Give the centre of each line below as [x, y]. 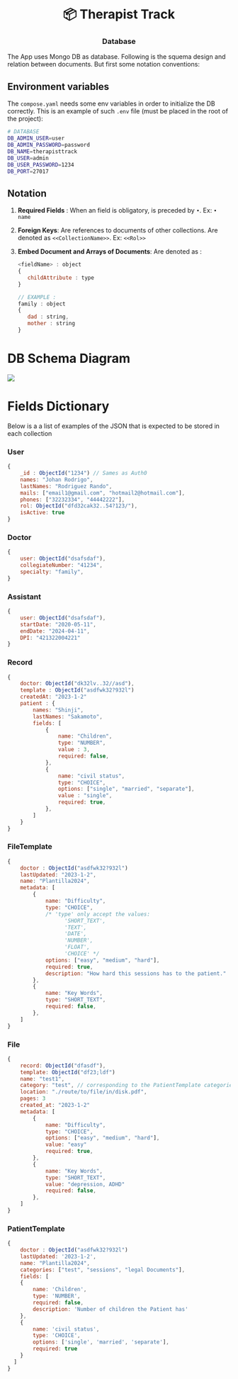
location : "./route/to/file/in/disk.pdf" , [84, 1092]
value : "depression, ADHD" [85, 1184]
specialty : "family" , [52, 572]
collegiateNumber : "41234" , [61, 565]
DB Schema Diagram [69, 359]
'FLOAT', [77, 947]
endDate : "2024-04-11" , [55, 631]
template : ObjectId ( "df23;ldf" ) [68, 1072]
